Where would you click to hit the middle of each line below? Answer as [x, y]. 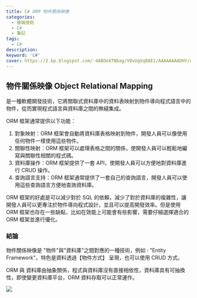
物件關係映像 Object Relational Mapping [79, 86]
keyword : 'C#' [23, 55]
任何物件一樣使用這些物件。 [48, 141]
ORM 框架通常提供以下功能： [41, 121]
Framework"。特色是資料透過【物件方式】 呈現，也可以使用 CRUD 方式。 [95, 257]
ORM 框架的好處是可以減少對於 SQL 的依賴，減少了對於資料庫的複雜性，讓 [96, 197]
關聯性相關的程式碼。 [51, 156]
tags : [13, 39]
